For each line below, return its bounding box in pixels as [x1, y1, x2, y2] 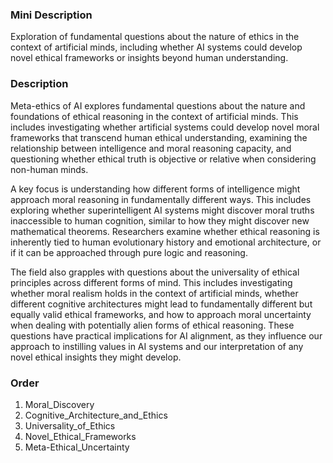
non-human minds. [10, 163, 89, 175]
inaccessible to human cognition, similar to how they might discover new [10, 214, 310, 227]
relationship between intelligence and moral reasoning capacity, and [10, 142, 292, 154]
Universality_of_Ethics [24, 419, 116, 432]
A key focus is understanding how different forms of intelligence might [10, 183, 301, 195]
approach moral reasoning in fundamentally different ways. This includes [10, 193, 312, 205]
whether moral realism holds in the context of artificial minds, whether [10, 287, 299, 299]
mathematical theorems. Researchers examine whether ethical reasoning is [10, 225, 320, 237]
